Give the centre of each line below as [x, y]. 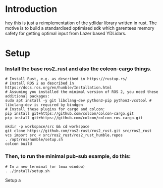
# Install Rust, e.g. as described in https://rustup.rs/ [66, 79]
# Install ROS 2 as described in [40, 83]
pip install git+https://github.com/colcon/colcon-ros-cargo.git [74, 118]
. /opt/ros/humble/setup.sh [34, 140]
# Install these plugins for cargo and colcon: [55, 109]
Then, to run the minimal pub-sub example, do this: [68, 156]
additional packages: [27, 96]
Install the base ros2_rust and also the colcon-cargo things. [79, 69]
